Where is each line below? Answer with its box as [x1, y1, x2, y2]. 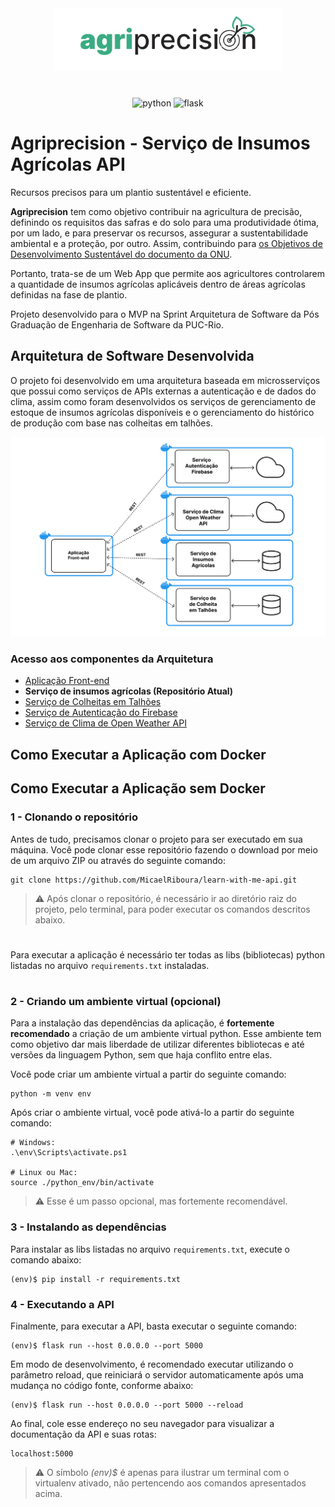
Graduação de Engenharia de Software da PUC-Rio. [10, 318, 224, 331]
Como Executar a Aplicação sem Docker [10, 780, 266, 797]
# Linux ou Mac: [10, 1168, 78, 1178]
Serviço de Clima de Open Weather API [24, 717, 187, 729]
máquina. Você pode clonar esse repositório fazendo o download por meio [10, 843, 318, 856]
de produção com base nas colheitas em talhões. [10, 417, 213, 429]
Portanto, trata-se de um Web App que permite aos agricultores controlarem [10, 267, 325, 279]
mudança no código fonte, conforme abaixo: [10, 1379, 194, 1391]
